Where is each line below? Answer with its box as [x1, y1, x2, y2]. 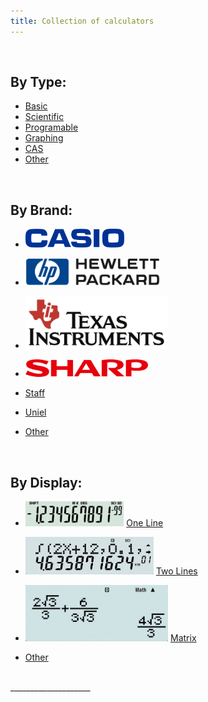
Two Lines [155, 565, 198, 577]
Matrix [170, 632, 197, 644]
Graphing [24, 132, 64, 144]
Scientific [24, 111, 65, 123]
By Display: [10, 474, 83, 491]
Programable [24, 121, 79, 134]
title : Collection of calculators [10, 16, 155, 26]
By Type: [10, 74, 67, 91]
